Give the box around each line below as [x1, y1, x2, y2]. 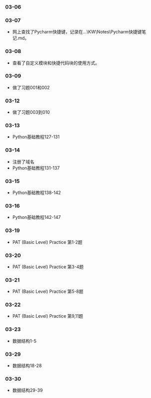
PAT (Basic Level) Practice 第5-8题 [12, 288, 83, 295]
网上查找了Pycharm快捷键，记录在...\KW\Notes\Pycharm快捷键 [12, 29, 142, 35]
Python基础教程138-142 [12, 190, 61, 196]
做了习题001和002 [12, 84, 50, 90]
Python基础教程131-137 [12, 165, 60, 171]
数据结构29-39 [12, 388, 43, 394]
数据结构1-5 [12, 338, 37, 344]
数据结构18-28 [12, 363, 42, 369]
